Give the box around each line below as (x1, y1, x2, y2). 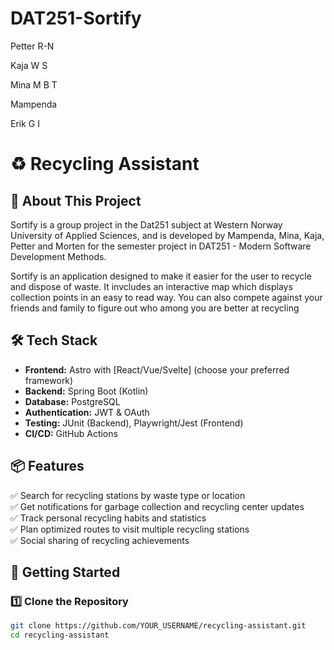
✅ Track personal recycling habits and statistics (10, 512, 207, 524)
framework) (24, 374, 74, 386)
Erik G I (10, 117, 40, 129)
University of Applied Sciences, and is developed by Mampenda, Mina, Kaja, (10, 229, 325, 241)
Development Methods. (10, 250, 107, 262)
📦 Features (10, 458, 85, 475)
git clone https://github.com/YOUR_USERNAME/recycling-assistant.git (10, 621, 307, 631)
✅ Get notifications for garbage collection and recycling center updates (10, 500, 305, 512)
